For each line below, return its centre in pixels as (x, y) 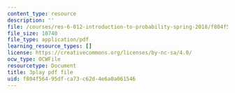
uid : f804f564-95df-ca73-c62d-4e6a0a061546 (72, 79)
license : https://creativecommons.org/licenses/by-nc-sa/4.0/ (100, 53)
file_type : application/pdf (48, 40)
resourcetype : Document (42, 66)
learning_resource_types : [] (50, 46)
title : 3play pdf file (40, 72)
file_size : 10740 (33, 33)
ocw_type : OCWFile (34, 59)
